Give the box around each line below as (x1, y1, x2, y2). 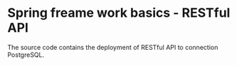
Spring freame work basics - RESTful (7, 5, 231, 21)
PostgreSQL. (7, 51, 45, 59)
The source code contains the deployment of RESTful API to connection (7, 43, 218, 51)
